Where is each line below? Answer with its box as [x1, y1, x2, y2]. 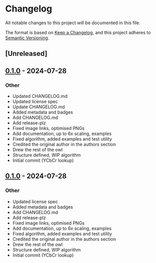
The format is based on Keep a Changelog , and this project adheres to [5, 29, 151, 35]
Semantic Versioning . [5, 35, 49, 41]
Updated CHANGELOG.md [12, 93, 68, 99]
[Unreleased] [5, 49, 48, 58]
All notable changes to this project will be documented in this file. [5, 20, 141, 26]
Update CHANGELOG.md [12, 104, 65, 110]
